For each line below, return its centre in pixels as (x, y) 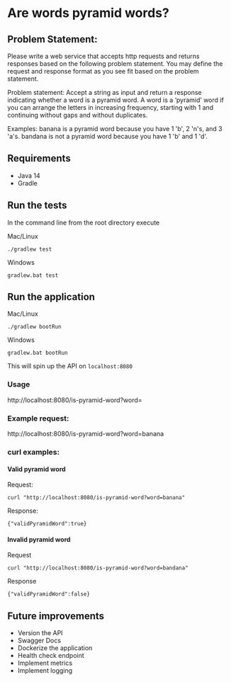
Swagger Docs (39, 641)
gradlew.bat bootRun (38, 353)
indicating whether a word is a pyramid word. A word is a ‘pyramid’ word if (116, 100)
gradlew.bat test (33, 275)
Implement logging (45, 671)
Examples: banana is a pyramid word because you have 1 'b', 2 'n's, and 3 (115, 129)
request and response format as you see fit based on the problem (103, 71)
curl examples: (34, 452)
